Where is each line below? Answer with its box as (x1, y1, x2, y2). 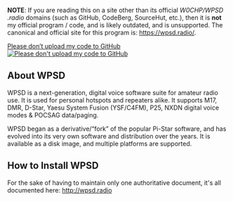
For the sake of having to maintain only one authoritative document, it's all (7, 179, 221, 187)
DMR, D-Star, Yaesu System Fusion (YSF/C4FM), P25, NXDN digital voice (7, 103, 220, 112)
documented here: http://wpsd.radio (7, 186, 112, 194)
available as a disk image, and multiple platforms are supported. (7, 139, 192, 148)
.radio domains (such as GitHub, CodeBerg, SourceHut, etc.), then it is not (7, 13, 222, 22)
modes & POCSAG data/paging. (7, 110, 99, 119)
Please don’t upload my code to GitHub (7, 42, 121, 50)
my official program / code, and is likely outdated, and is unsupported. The (7, 21, 223, 29)
